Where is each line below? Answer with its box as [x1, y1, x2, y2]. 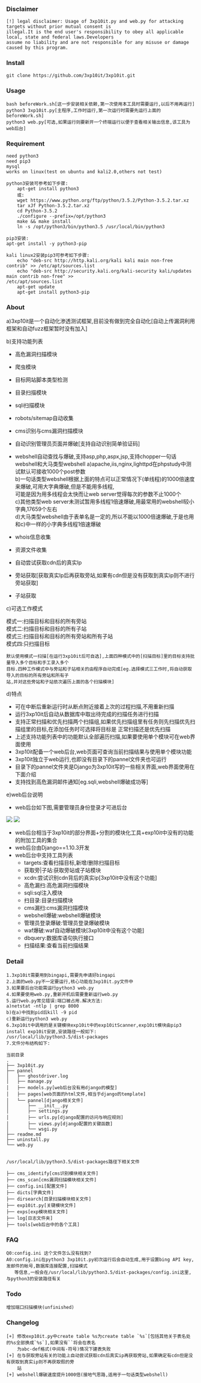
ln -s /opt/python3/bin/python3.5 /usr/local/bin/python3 [17, 224, 165, 230]
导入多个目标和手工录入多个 [10, 660, 69, 666]
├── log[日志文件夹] [6, 1215, 53, 1221]
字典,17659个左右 [14, 506, 58, 513]
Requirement [6, 139, 45, 147]
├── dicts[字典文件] [6, 1189, 54, 1196]
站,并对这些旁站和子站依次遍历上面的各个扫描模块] [6, 679, 115, 685]
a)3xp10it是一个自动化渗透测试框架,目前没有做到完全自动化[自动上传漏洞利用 [6, 318, 195, 325]
